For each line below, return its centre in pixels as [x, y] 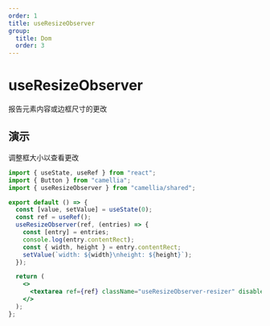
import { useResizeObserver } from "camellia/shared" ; [102, 188]
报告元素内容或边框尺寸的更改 [57, 109]
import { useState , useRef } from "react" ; [82, 173]
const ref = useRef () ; [53, 217]
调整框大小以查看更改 [43, 157]
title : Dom [34, 38]
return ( [30, 277]
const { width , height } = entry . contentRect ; [102, 247]
